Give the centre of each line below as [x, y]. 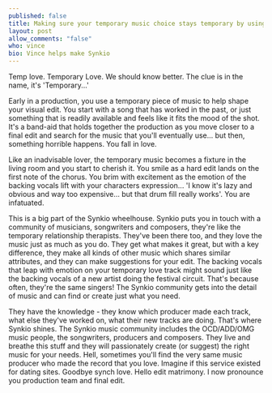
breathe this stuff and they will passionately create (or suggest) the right [129, 346]
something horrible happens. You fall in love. [83, 144]
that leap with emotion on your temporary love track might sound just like [130, 270]
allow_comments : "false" [50, 38]
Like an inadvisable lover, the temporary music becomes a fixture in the [127, 160]
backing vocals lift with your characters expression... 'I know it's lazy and [130, 186]
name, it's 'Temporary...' [49, 85]
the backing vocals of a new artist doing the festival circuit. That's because [134, 279]
